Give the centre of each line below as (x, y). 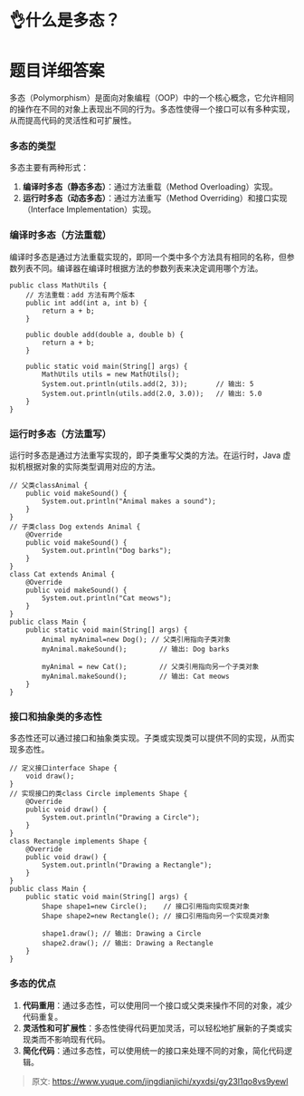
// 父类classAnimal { (49, 486)
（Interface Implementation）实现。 (89, 209)
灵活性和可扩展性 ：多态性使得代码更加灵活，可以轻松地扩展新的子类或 (153, 1028)
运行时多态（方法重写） (60, 433)
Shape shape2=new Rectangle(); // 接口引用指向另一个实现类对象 (156, 917)
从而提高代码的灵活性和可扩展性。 (73, 121)
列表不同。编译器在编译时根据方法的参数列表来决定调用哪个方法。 (140, 268)
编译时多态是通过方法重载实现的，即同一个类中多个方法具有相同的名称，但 (148, 257)
